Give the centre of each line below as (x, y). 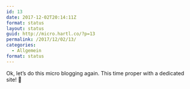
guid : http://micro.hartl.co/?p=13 (51, 34)
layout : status (25, 28)
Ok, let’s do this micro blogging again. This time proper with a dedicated (95, 73)
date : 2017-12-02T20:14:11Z (41, 17)
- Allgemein (27, 51)
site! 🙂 (14, 79)
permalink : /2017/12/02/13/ (41, 39)
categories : (21, 45)
